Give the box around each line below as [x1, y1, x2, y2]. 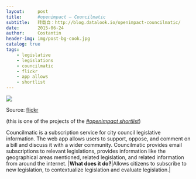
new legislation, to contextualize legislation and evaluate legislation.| [6, 166, 171, 173]
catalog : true [6, 42, 41, 47]
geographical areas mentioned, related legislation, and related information [6, 154, 184, 161]
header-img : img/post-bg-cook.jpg [6, 36, 91, 42]
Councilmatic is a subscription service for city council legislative [6, 129, 161, 136]
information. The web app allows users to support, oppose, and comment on [6, 135, 191, 142]
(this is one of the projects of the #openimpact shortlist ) [6, 118, 142, 125]
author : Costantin [6, 30, 61, 36]
